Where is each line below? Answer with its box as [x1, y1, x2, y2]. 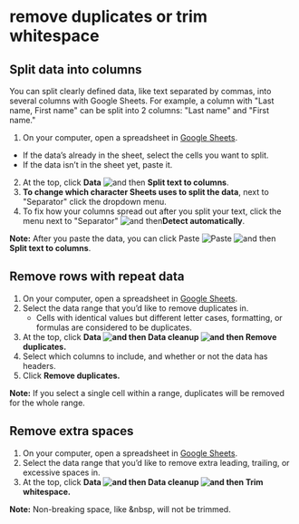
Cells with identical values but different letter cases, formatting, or [35, 312, 283, 323]
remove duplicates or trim [9, 6, 208, 27]
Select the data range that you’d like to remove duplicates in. [22, 302, 249, 314]
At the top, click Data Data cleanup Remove [22, 331, 277, 342]
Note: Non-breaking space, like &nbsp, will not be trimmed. [9, 503, 231, 514]
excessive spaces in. [22, 467, 101, 478]
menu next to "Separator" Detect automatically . [22, 216, 246, 226]
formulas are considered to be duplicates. [35, 322, 192, 333]
